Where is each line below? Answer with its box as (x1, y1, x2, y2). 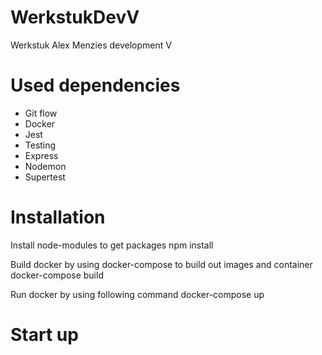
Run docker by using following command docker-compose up (10, 288, 265, 300)
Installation (10, 206, 106, 229)
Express (24, 149, 59, 161)
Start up (10, 324, 79, 346)
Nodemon (24, 160, 67, 172)
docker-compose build (10, 269, 104, 281)
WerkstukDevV (10, 6, 140, 29)
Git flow (24, 107, 58, 119)
